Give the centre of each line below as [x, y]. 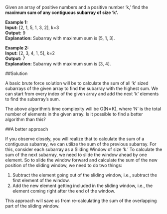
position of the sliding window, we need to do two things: [64, 165]
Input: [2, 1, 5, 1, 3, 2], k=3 [32, 27]
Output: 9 [15, 33]
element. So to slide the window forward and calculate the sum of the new [82, 160]
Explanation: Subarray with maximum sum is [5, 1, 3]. [60, 38]
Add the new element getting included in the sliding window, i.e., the [83, 185]
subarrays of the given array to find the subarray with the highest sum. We [82, 88]
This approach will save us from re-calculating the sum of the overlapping [81, 200]
